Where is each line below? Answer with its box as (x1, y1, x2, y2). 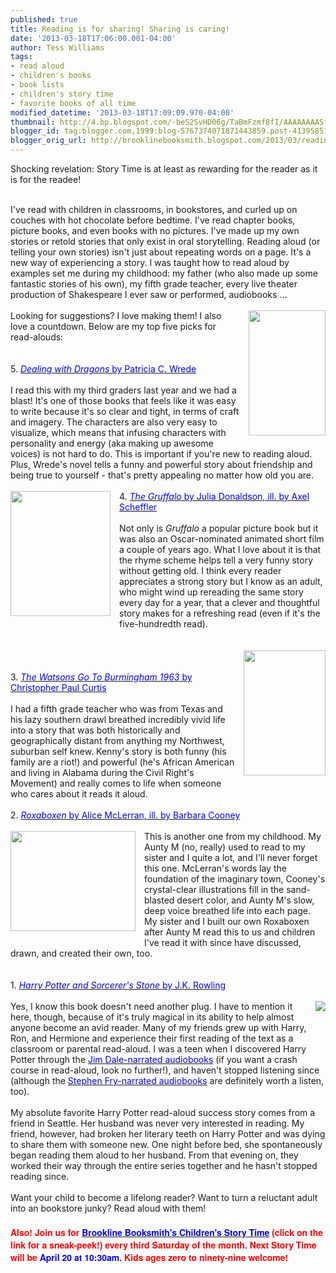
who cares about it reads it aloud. (10, 788, 148, 800)
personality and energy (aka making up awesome (10, 437, 214, 449)
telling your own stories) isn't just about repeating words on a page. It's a (10, 246, 312, 258)
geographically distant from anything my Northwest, (10, 735, 225, 746)
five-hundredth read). (119, 618, 208, 630)
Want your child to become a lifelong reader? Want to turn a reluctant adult (10, 1192, 318, 1203)
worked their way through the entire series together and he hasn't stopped (10, 1160, 318, 1171)
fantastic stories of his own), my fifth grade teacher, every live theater (10, 278, 298, 290)
